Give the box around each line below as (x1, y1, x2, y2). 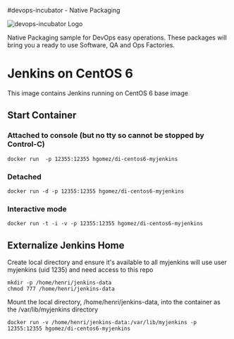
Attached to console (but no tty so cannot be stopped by (7, 131, 204, 141)
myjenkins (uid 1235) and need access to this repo (7, 266, 154, 274)
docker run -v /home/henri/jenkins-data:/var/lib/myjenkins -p (7, 319, 197, 326)
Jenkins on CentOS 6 (7, 66, 134, 82)
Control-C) (7, 139, 45, 149)
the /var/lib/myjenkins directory (7, 305, 99, 314)
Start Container (7, 109, 77, 121)
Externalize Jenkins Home (7, 239, 125, 251)
